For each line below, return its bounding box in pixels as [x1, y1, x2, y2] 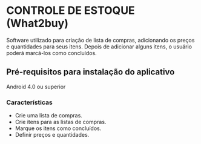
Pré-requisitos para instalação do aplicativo [6, 67, 175, 77]
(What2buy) [6, 16, 68, 30]
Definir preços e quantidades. [15, 131, 90, 139]
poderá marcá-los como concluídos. [6, 49, 97, 56]
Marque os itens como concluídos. [15, 125, 102, 132]
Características [6, 98, 53, 106]
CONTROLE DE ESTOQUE [6, 4, 135, 18]
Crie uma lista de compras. [15, 112, 83, 119]
